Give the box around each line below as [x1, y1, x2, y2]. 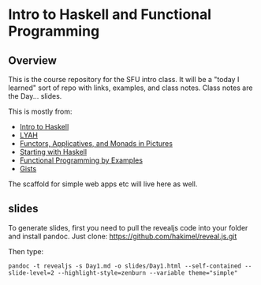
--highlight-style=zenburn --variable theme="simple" [58, 268, 238, 277]
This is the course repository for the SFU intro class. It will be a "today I [8, 75, 240, 84]
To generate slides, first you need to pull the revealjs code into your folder [8, 223, 248, 232]
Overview [8, 54, 58, 67]
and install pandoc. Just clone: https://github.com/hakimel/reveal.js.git [8, 231, 237, 241]
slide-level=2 [8, 268, 55, 277]
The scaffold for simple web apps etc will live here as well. [8, 179, 198, 189]
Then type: [8, 246, 44, 256]
